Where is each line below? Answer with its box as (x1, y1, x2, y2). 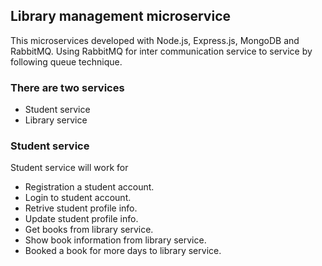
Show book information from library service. (24, 234, 207, 246)
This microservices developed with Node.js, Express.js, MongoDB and (10, 34, 300, 46)
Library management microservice (10, 8, 231, 25)
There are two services (10, 80, 125, 94)
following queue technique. (10, 55, 123, 68)
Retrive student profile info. (24, 202, 138, 214)
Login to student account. (24, 192, 132, 204)
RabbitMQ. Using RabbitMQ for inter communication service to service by (10, 45, 313, 57)
